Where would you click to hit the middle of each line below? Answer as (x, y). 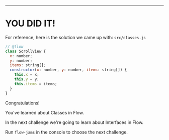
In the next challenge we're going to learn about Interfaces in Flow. (74, 122)
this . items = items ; (36, 84)
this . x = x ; (27, 75)
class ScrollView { (26, 51)
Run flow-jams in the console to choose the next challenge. (67, 132)
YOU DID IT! (30, 24)
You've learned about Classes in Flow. (45, 112)
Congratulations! (22, 103)
